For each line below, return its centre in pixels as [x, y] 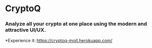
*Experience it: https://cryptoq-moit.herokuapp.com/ [59, 41]
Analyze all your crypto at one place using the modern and [76, 24]
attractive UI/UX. [25, 30]
